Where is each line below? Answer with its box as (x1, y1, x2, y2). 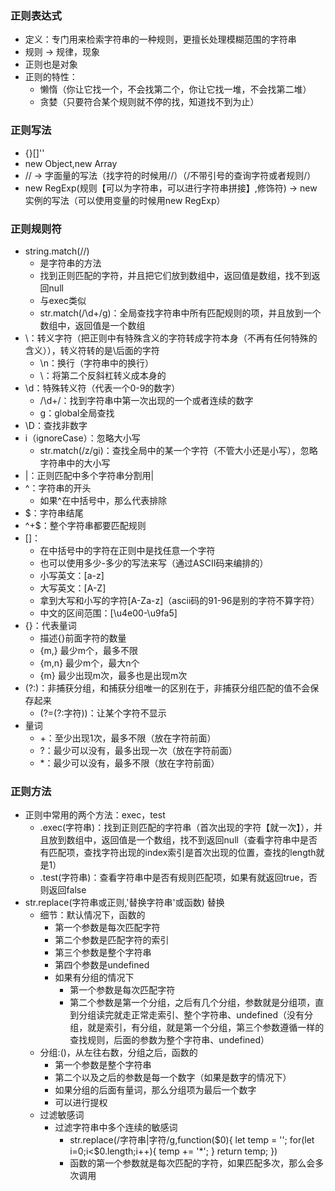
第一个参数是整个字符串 (54, 1059, 152, 1071)
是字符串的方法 (39, 257, 102, 269)
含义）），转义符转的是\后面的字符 (24, 344, 160, 356)
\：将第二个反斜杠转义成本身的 (39, 369, 167, 381)
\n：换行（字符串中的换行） (39, 357, 154, 369)
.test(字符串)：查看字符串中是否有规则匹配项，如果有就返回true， (39, 872, 309, 884)
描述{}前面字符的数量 (39, 632, 127, 644)
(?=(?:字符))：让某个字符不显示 (39, 707, 167, 719)
